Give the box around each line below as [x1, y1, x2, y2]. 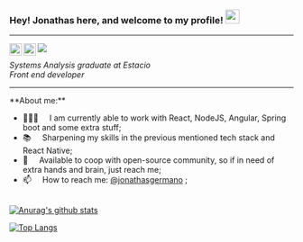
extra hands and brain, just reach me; [22, 165, 162, 175]
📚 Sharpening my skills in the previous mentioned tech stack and [22, 132, 275, 143]
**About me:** [9, 95, 66, 106]
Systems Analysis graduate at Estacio [9, 59, 151, 71]
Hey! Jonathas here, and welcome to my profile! [9, 13, 224, 26]
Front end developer [9, 69, 85, 80]
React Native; [22, 145, 73, 157]
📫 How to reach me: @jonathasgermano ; [22, 175, 188, 185]
